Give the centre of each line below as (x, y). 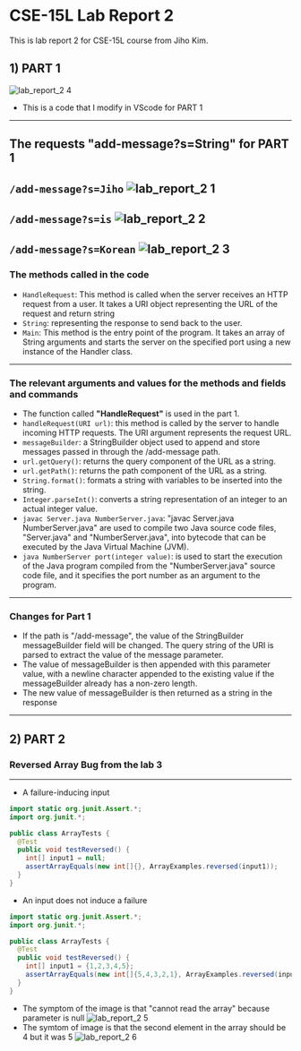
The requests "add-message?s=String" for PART (149, 144)
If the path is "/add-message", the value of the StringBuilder (133, 636)
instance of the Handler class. (77, 351)
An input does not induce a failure (85, 900)
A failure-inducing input (66, 792)
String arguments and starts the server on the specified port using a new (156, 342)
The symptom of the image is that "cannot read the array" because (146, 1008)
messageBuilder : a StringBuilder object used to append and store (141, 442)
